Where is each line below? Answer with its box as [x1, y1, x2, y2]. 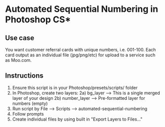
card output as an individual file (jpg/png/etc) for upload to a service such [5, 52, 156, 58]
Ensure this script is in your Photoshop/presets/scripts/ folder [12, 85, 138, 90]
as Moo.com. [5, 57, 32, 63]
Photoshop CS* [5, 14, 71, 25]
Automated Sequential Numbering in [5, 3, 159, 15]
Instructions [5, 72, 43, 80]
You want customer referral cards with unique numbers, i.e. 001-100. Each [5, 47, 156, 52]
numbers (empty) [12, 100, 48, 106]
